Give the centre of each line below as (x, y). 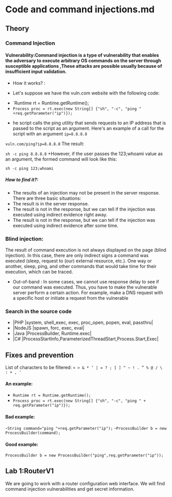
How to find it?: (22, 180)
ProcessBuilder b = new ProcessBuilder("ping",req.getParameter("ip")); (84, 455)
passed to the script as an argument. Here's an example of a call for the (88, 128)
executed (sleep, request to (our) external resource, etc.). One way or (79, 261)
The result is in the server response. (51, 203)
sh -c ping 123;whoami (29, 168)
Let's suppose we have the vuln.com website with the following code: (86, 93)
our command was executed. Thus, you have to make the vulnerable (85, 287)
